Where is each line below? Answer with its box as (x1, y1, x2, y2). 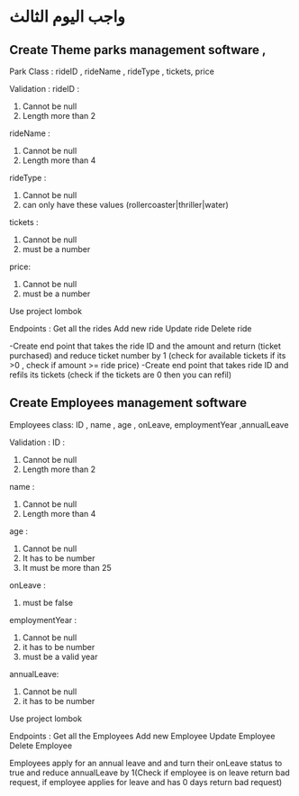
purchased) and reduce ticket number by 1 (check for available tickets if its (9, 350, 286, 361)
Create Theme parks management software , (9, 42, 267, 58)
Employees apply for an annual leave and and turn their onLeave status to (9, 757, 283, 768)
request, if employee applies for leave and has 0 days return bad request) (9, 776, 283, 787)
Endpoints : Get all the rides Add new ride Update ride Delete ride (9, 323, 252, 334)
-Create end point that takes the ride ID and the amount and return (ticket (9, 340, 282, 351)
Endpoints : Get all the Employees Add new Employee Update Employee (9, 730, 276, 741)
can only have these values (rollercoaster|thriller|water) (22, 200, 230, 210)
